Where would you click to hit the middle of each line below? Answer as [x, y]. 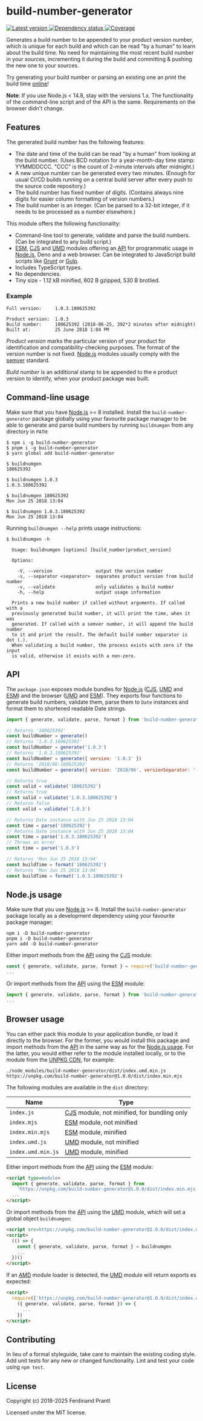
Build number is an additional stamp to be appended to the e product [92, 372]
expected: [19, 1282]
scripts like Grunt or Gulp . [47, 261]
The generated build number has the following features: [76, 142]
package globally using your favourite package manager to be [109, 418]
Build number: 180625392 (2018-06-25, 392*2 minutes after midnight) [101, 325]
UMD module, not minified [101, 1142]
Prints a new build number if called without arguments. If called [98, 603]
